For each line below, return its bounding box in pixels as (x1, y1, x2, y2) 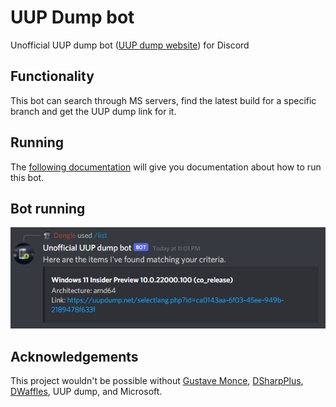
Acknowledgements (10, 348, 139, 365)
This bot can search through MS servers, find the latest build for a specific (10, 94, 317, 106)
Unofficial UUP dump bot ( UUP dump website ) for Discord (10, 39, 250, 51)
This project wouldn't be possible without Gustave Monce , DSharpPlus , (10, 375, 304, 387)
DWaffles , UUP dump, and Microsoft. (10, 386, 163, 398)
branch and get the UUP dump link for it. (10, 105, 177, 117)
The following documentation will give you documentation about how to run (10, 161, 322, 173)
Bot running (10, 200, 86, 217)
